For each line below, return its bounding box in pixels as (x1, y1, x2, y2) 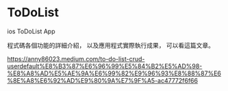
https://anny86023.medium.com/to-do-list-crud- (7, 54, 145, 62)
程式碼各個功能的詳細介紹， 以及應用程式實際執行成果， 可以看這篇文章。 (7, 41, 214, 49)
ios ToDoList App (7, 27, 55, 35)
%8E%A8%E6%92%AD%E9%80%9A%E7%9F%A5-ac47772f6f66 (7, 76, 199, 84)
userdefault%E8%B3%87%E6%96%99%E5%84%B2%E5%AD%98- (7, 62, 203, 70)
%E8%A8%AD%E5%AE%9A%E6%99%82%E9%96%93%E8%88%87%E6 (7, 69, 221, 77)
